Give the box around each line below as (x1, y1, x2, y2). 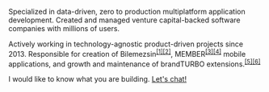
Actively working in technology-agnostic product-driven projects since (8, 39, 244, 49)
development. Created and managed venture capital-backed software (8, 15, 241, 25)
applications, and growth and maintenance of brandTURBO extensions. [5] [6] (8, 58, 261, 69)
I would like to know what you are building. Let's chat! (8, 74, 187, 84)
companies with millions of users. (8, 24, 120, 33)
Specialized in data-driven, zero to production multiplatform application (8, 7, 246, 16)
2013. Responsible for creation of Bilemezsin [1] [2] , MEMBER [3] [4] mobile (8, 48, 246, 58)
